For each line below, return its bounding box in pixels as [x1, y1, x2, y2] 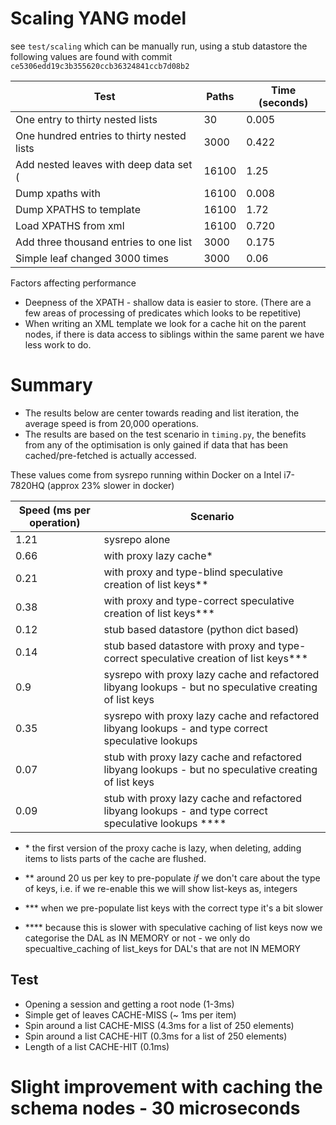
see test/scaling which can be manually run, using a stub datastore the [10, 40, 308, 52]
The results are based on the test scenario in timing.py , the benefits [24, 428, 307, 440]
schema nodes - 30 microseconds [10, 1097, 301, 1119]
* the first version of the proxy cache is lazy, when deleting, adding [24, 842, 302, 854]
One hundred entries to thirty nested [15, 128, 187, 142]
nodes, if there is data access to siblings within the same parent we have [24, 328, 325, 340]
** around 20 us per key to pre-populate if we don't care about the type [24, 872, 321, 884]
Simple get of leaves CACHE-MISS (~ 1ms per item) [24, 1008, 237, 1021]
